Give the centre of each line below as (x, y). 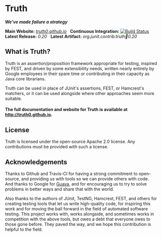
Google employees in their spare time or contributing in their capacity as (77, 74)
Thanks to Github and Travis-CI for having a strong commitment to (71, 174)
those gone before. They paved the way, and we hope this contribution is (78, 224)
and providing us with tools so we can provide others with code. (85, 179)
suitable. (14, 98)
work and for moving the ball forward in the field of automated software (76, 208)
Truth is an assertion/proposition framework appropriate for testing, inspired (81, 63)
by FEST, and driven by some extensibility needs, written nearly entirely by (80, 68)
